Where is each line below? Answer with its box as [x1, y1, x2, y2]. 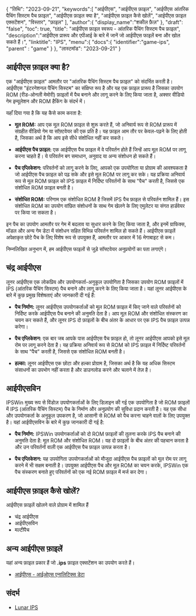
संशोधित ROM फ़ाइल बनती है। [14, 184, 74, 191]
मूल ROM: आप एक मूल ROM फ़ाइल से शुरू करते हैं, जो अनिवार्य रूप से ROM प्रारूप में [14, 121, 177, 128]
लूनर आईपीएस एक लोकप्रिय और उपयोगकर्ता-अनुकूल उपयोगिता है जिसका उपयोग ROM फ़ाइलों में [6, 278, 184, 285]
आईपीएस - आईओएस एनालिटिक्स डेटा [14, 571, 85, 578]
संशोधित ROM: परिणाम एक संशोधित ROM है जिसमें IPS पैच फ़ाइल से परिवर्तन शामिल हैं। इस [14, 196, 190, 203]
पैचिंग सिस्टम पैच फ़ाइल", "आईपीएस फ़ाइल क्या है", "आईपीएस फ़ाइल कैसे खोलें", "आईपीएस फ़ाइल [6, 12, 187, 19]
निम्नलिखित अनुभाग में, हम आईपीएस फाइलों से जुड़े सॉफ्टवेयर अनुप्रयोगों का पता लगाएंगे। [6, 245, 167, 252]
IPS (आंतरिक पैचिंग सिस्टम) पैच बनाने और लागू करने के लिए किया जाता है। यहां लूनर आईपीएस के [6, 285, 187, 292]
